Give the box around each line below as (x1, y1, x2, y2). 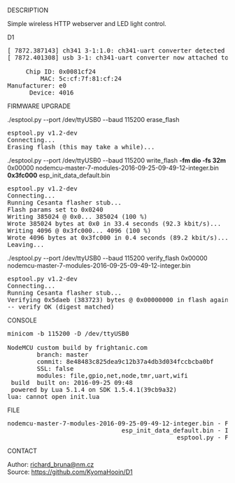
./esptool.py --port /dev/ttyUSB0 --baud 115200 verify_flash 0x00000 (7, 254, 208, 262)
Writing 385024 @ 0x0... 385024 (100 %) (7, 213, 148, 220)
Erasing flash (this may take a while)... (7, 143, 155, 151)
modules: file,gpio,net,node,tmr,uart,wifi (36, 372, 189, 379)
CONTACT (7, 447, 37, 455)
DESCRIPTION (7, 6, 49, 14)
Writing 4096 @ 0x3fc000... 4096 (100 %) (7, 227, 152, 234)
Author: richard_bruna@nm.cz (7, 461, 94, 468)
